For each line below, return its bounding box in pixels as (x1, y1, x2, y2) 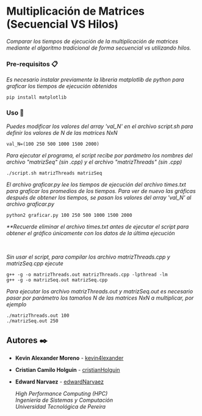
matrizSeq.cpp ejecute (6, 259, 64, 267)
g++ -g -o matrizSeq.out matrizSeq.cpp (6, 277, 108, 283)
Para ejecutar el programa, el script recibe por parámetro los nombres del (6, 151, 193, 159)
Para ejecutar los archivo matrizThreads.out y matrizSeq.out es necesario (6, 287, 193, 295)
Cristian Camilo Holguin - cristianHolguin (15, 366, 120, 374)
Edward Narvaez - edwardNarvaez (15, 378, 104, 385)
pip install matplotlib (6, 94, 67, 100)
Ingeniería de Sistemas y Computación (15, 396, 114, 404)
